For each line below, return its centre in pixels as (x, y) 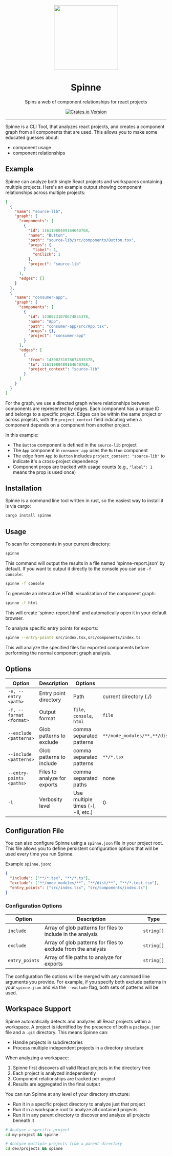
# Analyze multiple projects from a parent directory (64, 1144)
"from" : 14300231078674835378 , (61, 360)
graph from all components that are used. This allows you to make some (81, 132)
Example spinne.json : (28, 864)
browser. (15, 618)
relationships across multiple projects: (45, 192)
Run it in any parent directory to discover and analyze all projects (81, 1115)
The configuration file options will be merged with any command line (78, 976)
